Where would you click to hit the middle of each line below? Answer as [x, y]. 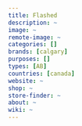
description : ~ [33, 23]
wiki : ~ [21, 110]
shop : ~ [21, 88]
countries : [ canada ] [42, 74]
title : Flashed [33, 15]
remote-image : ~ [34, 37]
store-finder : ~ [34, 95]
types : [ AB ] [27, 67]
